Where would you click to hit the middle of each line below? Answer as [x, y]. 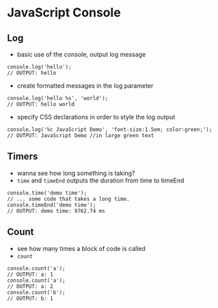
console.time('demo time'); [47, 193]
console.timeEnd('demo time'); [52, 205]
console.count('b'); [37, 292]
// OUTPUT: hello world [41, 104]
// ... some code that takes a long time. [68, 199]
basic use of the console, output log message [81, 54]
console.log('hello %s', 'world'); [58, 98]
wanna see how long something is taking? [76, 173]
